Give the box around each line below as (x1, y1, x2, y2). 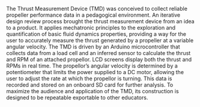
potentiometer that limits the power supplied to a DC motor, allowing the (6, 69, 184, 75)
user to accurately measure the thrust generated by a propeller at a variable (6, 37, 194, 44)
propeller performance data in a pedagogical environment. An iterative (6, 11, 181, 19)
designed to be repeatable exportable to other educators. (6, 94, 148, 101)
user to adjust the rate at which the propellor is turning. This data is (6, 75, 172, 82)
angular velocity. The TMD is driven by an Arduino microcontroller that (6, 43, 180, 50)
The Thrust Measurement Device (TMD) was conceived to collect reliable (6, 5, 188, 12)
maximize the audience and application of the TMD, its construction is (6, 88, 179, 94)
